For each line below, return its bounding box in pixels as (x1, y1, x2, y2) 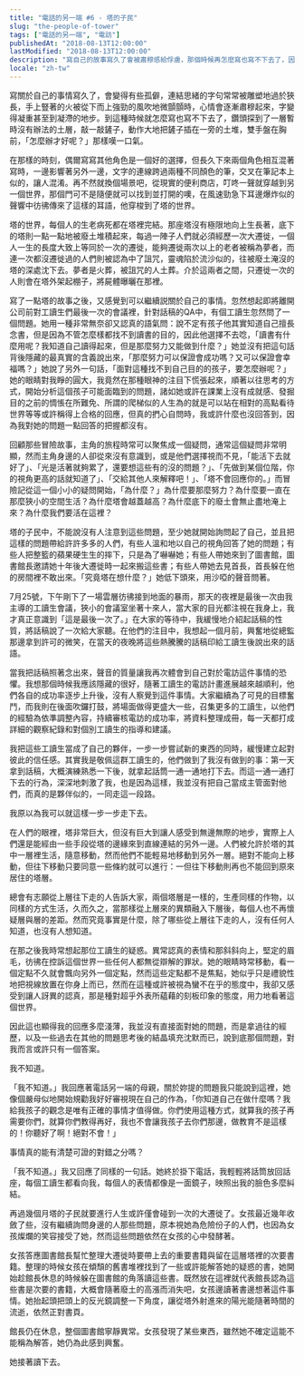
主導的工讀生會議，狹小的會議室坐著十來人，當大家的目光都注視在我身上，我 (9, 602, 295, 613)
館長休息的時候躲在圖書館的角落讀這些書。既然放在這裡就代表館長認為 (24, 1272, 287, 1283)
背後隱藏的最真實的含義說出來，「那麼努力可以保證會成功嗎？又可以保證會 (9, 351, 283, 363)
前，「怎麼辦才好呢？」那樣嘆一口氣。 (9, 135, 148, 146)
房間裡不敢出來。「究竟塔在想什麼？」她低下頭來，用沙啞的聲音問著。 (16, 571, 275, 582)
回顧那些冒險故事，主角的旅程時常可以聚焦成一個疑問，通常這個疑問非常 (9, 439, 279, 450)
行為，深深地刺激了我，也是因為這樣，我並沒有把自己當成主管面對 (33, 776, 279, 787)
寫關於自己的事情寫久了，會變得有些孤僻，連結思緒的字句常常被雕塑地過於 (9, 90, 287, 101)
